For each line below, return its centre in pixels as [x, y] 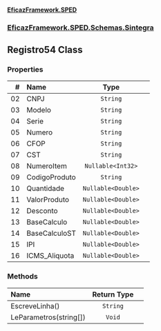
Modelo [39, 110]
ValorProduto [48, 200]
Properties [25, 69]
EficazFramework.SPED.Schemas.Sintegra [80, 28]
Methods [22, 277]
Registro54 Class [45, 49]
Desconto [42, 211]
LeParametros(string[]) [48, 317]
